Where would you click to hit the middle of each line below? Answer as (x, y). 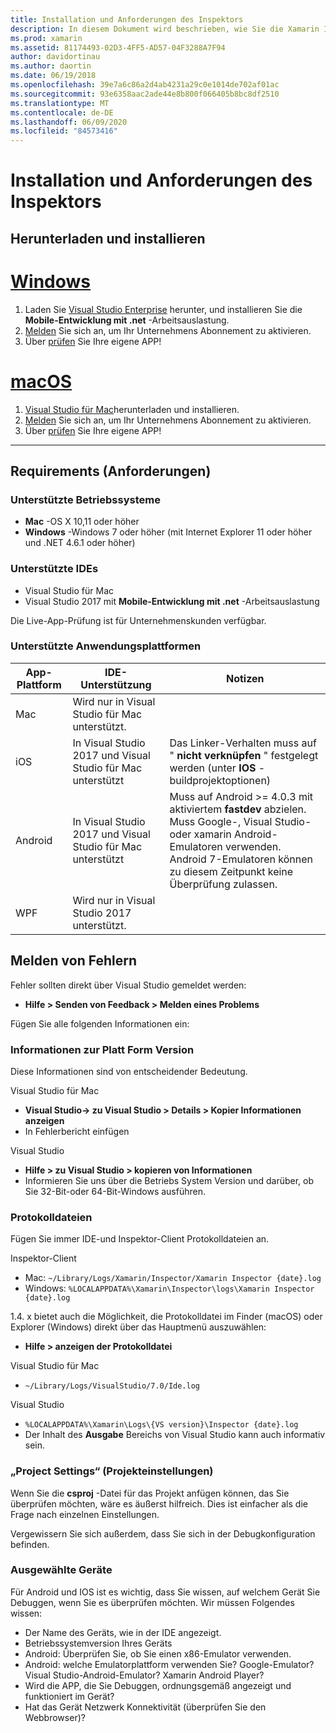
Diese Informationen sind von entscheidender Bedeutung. (129, 1071)
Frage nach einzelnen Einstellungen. (85, 1514)
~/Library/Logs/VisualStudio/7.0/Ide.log (112, 1386)
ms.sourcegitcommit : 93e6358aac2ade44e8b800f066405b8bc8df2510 (145, 94)
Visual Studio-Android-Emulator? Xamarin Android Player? (144, 1675)
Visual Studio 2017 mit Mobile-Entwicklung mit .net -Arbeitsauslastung (172, 601)
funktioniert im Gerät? (69, 1696)
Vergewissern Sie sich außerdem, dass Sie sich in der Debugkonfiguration (163, 1533)
